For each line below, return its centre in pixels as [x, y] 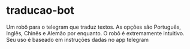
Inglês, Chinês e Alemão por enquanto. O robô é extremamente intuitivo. [95, 33]
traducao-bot [40, 10]
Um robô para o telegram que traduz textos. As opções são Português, [94, 27]
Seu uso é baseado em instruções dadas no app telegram [77, 39]
